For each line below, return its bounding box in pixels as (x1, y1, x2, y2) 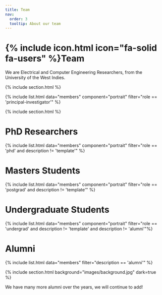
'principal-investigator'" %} (5, 99, 61, 105)
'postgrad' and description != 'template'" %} (5, 187, 96, 193)
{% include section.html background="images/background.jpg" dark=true (5, 269, 157, 275)
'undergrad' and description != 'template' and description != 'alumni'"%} (5, 226, 153, 232)
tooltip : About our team (9, 21, 61, 26)
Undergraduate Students (5, 204, 110, 216)
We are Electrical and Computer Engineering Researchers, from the (5, 69, 143, 75)
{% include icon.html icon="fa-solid (5, 43, 157, 54)
